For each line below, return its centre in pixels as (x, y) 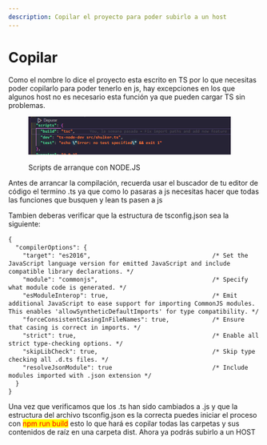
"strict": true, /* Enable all (141, 335)
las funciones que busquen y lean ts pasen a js (86, 199)
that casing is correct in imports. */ (75, 327)
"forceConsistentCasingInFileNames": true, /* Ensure (134, 319)
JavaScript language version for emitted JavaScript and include (119, 263)
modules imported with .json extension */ (80, 375)
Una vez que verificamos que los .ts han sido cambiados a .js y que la (123, 406)
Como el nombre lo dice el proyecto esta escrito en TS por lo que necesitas (133, 79)
